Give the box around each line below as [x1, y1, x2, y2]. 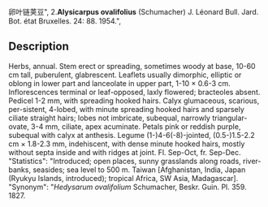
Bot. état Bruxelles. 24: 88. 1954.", [8, 16, 122, 26]
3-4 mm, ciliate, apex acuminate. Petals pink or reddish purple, [31, 121, 241, 132]
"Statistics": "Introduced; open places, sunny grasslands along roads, [8, 156, 241, 166]
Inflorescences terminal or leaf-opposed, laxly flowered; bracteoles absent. [8, 87, 261, 97]
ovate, [8, 121, 30, 132]
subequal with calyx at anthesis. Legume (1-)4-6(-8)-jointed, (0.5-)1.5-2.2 [8, 130, 256, 140]
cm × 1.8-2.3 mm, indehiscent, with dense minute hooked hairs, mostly [8, 139, 245, 149]
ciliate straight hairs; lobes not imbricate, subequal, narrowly [8, 113, 211, 123]
